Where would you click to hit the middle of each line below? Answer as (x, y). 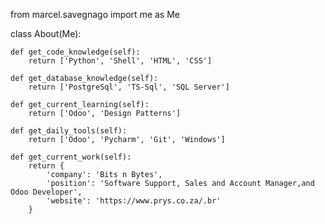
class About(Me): (46, 33)
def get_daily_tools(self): (69, 131)
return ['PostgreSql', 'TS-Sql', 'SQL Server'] (129, 87)
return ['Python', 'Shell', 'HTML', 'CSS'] (120, 61)
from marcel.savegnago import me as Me (95, 14)
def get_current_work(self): (71, 157)
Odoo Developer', (46, 192)
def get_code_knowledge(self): (75, 52)
